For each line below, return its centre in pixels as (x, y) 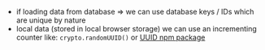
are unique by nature (51, 20)
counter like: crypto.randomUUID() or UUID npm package (111, 37)
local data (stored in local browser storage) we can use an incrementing (137, 29)
